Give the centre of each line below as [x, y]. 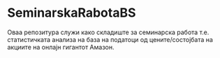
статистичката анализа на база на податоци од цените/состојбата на [110, 39]
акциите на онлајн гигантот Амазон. [61, 47]
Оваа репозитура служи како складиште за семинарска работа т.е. [108, 32]
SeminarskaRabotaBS [72, 13]
